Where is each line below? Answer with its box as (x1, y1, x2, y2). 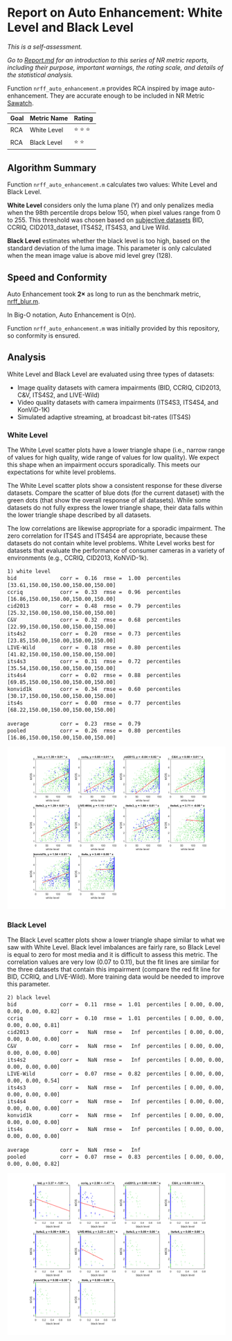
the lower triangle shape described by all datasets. (7, 511, 152, 519)
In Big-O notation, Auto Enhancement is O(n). (7, 310, 136, 319)
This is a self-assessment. (7, 42, 82, 51)
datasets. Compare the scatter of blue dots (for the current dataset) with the (7, 489, 225, 497)
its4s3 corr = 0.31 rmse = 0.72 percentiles (7, 658, 181, 665)
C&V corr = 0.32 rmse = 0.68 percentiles (7, 617, 181, 624)
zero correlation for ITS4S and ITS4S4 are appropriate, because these (7, 532, 208, 540)
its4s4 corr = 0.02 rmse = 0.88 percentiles (7, 672, 181, 679)
